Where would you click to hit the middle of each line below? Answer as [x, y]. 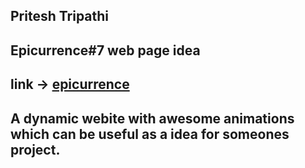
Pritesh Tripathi [60, 16]
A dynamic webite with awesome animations [152, 118]
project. [35, 149]
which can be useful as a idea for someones [150, 134]
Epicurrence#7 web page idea [105, 50]
